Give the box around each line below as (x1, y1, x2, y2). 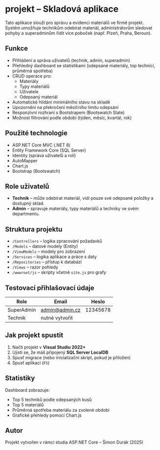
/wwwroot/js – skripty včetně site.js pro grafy (12, 269, 107, 275)
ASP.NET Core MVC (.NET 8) (12, 142, 71, 148)
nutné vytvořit (41, 315, 73, 321)
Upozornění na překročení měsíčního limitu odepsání (12, 104, 119, 110)
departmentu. (12, 211, 40, 217)
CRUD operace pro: (12, 73, 52, 79)
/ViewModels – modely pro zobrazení (12, 249, 85, 255)
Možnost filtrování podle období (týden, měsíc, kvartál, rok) (12, 114, 132, 121)
